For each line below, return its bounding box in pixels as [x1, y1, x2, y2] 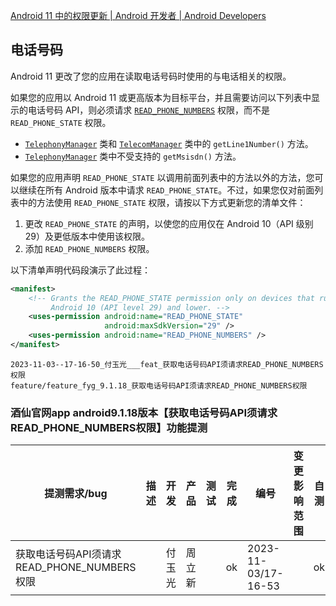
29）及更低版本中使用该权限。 [24, 230, 151, 242]
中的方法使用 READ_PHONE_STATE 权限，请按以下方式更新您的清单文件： [18, 196, 307, 208]
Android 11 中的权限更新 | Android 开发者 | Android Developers [10, 10, 267, 21]
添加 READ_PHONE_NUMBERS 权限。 [24, 242, 155, 254]
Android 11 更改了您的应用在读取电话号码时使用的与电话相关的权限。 [10, 70, 292, 82]
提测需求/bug [44, 487, 108, 501]
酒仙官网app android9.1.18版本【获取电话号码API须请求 [10, 405, 278, 419]
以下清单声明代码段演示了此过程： [10, 264, 151, 276]
